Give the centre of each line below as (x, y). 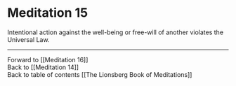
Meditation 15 (48, 13)
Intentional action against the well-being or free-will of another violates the (115, 32)
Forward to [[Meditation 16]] (48, 59)
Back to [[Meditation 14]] (43, 67)
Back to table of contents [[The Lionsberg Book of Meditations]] (100, 74)
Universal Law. (28, 39)
